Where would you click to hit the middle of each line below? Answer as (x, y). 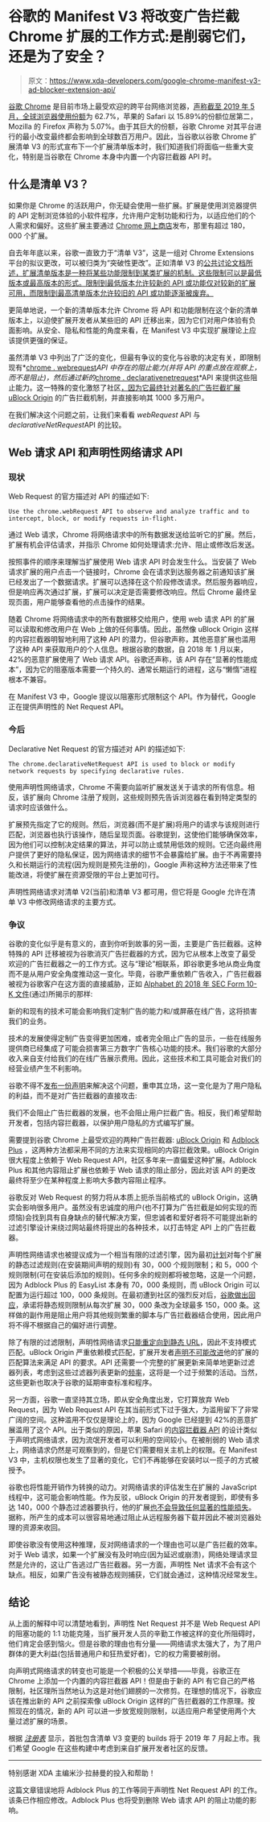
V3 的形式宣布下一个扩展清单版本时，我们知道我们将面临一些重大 (139, 147)
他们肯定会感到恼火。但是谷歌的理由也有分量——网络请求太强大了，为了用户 (135, 1643)
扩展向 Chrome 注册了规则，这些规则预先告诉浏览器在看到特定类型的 (143, 797)
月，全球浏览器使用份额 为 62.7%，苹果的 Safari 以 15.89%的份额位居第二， (133, 116)
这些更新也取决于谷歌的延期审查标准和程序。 (82, 1382)
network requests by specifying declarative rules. (96, 771)
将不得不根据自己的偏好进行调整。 (65, 1325)
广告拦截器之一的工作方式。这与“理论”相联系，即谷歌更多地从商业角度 (145, 964)
